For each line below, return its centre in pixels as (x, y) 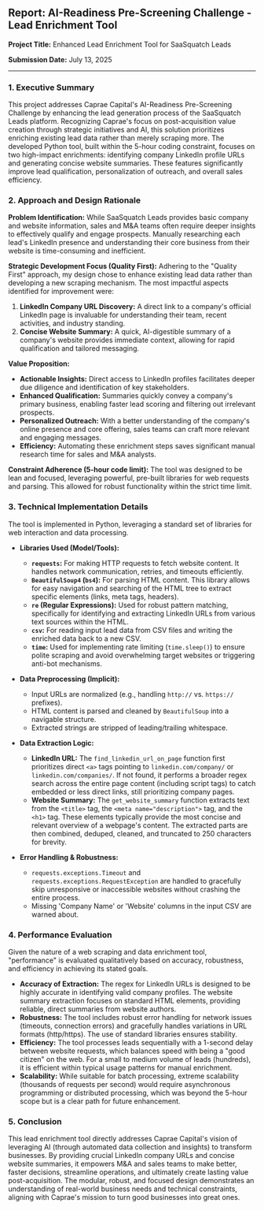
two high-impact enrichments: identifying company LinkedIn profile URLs (126, 155)
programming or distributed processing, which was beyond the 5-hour (133, 1093)
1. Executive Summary (51, 87)
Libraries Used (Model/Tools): (69, 548)
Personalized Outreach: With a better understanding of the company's (134, 421)
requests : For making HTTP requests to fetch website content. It (135, 563)
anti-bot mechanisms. (66, 663)
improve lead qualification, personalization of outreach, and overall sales (126, 172)
